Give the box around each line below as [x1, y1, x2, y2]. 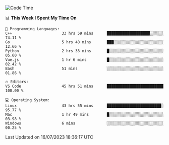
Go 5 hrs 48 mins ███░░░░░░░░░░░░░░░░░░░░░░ [5, 40, 164, 45]
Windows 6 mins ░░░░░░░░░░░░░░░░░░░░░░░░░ [5, 121, 164, 126]
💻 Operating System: [5, 98, 50, 103]
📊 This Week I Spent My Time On [5, 15, 77, 21]
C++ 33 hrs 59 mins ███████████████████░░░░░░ [5, 31, 164, 36]
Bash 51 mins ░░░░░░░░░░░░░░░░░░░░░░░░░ [5, 66, 164, 71]
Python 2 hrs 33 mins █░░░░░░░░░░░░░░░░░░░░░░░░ [5, 48, 164, 53]
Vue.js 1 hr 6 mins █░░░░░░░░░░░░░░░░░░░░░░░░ [5, 57, 164, 62]
